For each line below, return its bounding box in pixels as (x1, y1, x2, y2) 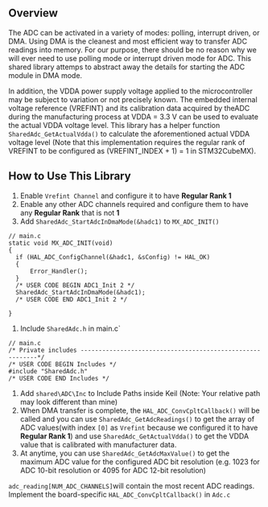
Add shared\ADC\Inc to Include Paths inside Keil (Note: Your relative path (19, 388, 261, 398)
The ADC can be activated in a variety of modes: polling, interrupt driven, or (8, 27, 260, 37)
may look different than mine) (19, 397, 118, 406)
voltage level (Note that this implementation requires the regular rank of (8, 137, 245, 147)
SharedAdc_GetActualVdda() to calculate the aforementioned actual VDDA (8, 129, 250, 138)
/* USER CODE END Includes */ (8, 374, 110, 382)
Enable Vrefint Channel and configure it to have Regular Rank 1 (19, 191, 232, 200)
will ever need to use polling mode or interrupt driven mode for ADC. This (8, 53, 252, 63)
